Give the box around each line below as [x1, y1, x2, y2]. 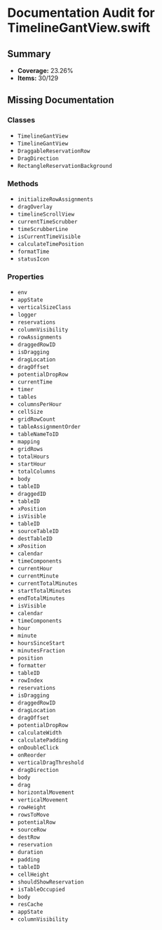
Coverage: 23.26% [17, 67, 74, 74]
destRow [17, 834, 40, 841]
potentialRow [17, 819, 56, 826]
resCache [17, 901, 43, 908]
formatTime [17, 248, 50, 255]
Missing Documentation [7, 94, 114, 106]
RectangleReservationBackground [17, 162, 112, 169]
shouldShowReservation [17, 879, 84, 886]
